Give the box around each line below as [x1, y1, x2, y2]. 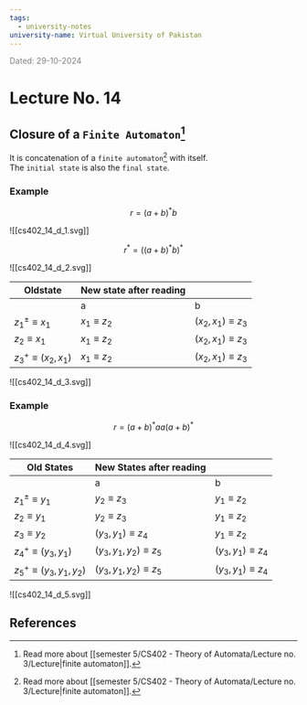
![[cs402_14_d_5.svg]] [9, 589, 91, 600]
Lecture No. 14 [9, 88, 122, 108]
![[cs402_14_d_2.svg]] [9, 262, 92, 272]
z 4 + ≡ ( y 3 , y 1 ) [14, 543, 72, 560]
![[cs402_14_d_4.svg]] [9, 439, 91, 450]
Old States [26, 461, 74, 474]
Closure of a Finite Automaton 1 [9, 123, 185, 142]
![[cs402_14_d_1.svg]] [9, 225, 90, 236]
